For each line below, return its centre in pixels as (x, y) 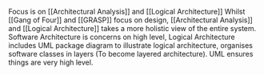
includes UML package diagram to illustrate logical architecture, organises (131, 45)
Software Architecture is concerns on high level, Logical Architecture (122, 37)
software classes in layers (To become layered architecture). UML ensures (131, 54)
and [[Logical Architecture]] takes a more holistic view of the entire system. (132, 28)
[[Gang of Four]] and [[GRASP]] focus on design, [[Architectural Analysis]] (131, 20)
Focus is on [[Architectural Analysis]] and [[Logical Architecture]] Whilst (127, 12)
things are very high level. (51, 62)
